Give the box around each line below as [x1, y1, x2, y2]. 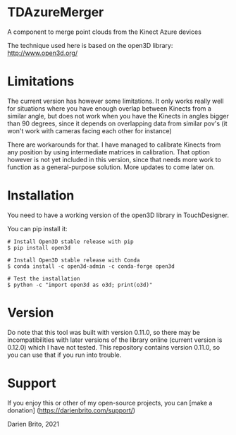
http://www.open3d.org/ [7, 49, 78, 57]
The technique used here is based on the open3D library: [7, 41, 173, 49]
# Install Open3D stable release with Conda [7, 257, 140, 264]
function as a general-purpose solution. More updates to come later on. [7, 163, 215, 171]
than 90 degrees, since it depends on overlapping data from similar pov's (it [7, 119, 228, 128]
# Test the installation [7, 275, 80, 282]
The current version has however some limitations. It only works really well [7, 97, 224, 105]
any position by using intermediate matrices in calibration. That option [7, 147, 210, 156]
